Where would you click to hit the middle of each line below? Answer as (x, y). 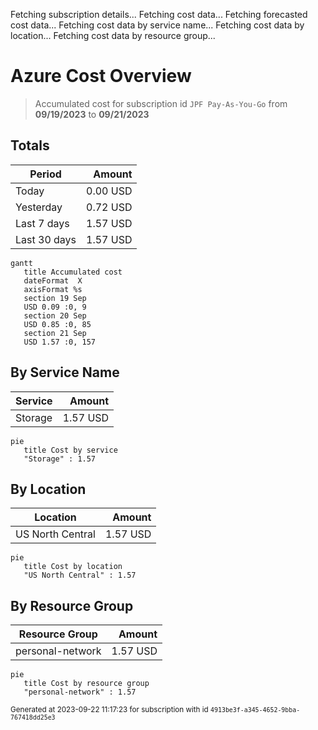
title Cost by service (70, 450)
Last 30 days (46, 239)
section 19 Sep (55, 298)
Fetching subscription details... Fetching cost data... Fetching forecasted (159, 14)
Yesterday (39, 207)
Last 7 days (42, 223)
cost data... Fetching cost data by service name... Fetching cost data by (157, 25)
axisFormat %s (53, 289)
